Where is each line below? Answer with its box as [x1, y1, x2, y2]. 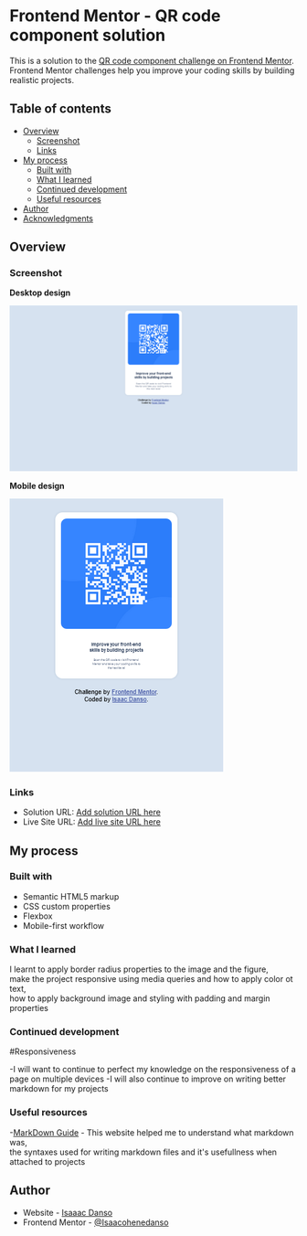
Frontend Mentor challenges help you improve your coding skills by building [9, 65, 295, 76]
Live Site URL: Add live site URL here [22, 816, 162, 827]
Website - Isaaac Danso [22, 1207, 113, 1218]
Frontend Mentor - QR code [9, 5, 221, 27]
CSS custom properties [22, 900, 111, 911]
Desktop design [9, 287, 71, 298]
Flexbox [22, 911, 53, 922]
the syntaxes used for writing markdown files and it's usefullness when [9, 1146, 277, 1157]
